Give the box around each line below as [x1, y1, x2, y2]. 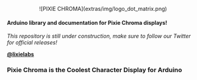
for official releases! [7, 39, 57, 46]
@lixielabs [7, 51, 34, 58]
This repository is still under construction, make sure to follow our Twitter [7, 33, 191, 40]
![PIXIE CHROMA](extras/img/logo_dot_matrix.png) [39, 5, 167, 12]
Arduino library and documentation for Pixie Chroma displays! [7, 19, 168, 26]
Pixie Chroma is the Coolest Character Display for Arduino [7, 66, 182, 75]
